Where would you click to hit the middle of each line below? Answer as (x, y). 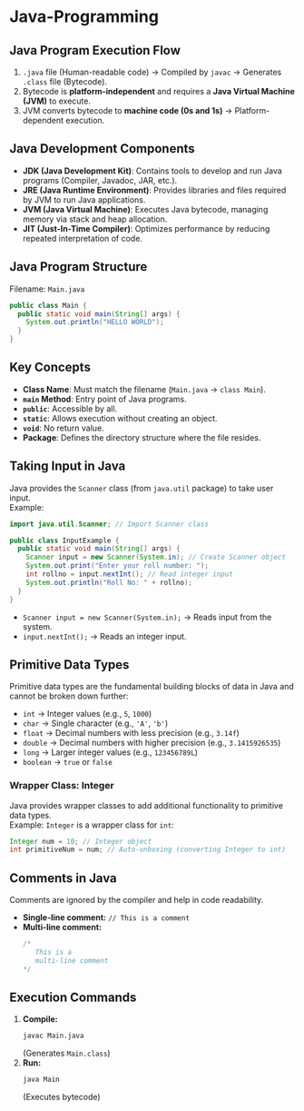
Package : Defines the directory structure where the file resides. (142, 437)
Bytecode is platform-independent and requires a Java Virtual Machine (158, 91)
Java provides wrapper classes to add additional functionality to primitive (147, 805)
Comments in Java (64, 878)
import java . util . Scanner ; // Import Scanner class (109, 524)
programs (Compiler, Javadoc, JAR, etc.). (100, 180)
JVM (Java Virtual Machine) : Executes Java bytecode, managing (145, 209)
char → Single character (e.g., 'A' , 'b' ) (95, 723)
